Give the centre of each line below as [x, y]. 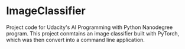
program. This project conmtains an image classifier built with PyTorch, [93, 33]
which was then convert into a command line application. [75, 40]
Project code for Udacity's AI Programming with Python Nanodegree [90, 27]
